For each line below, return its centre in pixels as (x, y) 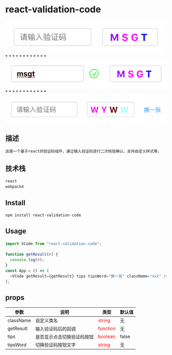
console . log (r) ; (27, 260)
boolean (107, 337)
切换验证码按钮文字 (55, 345)
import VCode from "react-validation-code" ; (53, 244)
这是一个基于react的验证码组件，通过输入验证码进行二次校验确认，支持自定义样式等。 (83, 151)
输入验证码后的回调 (55, 329)
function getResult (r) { (32, 255)
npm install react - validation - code (43, 215)
